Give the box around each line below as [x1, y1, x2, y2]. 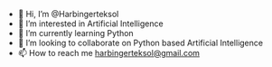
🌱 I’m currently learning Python [17, 28, 134, 38]
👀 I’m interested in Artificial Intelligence [17, 18, 164, 29]
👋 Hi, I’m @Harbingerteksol [17, 9, 119, 19]
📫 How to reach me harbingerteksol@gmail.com [17, 48, 201, 58]
